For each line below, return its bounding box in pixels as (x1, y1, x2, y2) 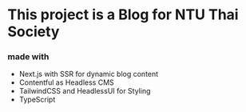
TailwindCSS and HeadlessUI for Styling (18, 86, 151, 96)
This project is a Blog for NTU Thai (7, 6, 239, 24)
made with (7, 51, 50, 62)
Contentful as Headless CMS (18, 78, 115, 87)
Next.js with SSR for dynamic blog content (18, 70, 159, 79)
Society (7, 22, 60, 41)
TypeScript (18, 94, 56, 105)
